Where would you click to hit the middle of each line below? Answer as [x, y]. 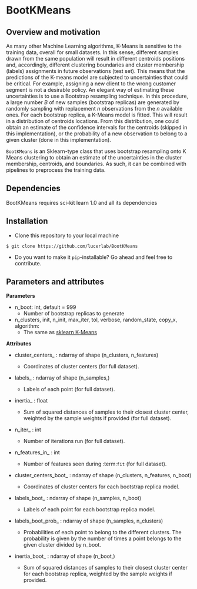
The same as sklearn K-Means [60, 332]
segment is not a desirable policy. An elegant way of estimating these [90, 90]
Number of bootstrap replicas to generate [74, 314]
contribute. [28, 263]
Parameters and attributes [55, 282]
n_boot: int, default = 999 [45, 307]
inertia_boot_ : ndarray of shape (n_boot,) [65, 556]
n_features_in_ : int [37, 452]
